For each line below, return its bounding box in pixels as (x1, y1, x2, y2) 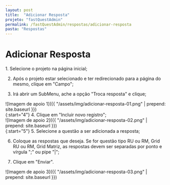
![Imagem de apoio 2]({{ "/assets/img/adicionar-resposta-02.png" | (5, 117, 147, 124)
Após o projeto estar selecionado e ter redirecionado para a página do (12, 75, 161, 82)
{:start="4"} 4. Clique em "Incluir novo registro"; (5, 112, 107, 118)
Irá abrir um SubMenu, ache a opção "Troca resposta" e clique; (12, 91, 147, 97)
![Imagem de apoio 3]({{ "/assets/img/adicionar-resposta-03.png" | (5, 169, 147, 175)
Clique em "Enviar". (12, 159, 54, 165)
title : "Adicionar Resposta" (5, 12, 70, 17)
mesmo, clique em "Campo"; (12, 81, 74, 87)
